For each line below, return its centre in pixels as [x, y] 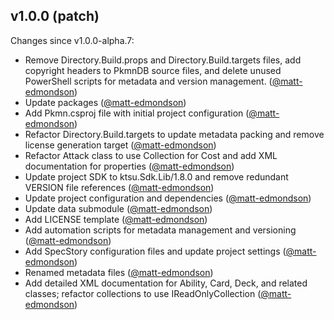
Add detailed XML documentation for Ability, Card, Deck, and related [166, 283]
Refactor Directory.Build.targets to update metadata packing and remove [174, 134]
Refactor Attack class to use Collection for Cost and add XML [151, 155]
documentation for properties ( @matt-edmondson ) [129, 166]
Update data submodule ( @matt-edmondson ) [118, 208]
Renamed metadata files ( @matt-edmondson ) [119, 272]
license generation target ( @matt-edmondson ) [120, 145]
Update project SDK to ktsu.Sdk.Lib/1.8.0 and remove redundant [156, 176]
